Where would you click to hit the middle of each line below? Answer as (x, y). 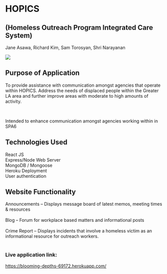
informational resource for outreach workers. (52, 237)
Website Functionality (40, 192)
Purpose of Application (43, 73)
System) (19, 35)
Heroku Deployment (26, 171)
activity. (13, 101)
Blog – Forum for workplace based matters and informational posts (75, 220)
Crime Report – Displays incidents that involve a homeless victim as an (79, 231)
